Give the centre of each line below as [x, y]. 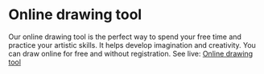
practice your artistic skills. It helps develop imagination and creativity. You [132, 45]
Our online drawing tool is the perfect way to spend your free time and [125, 37]
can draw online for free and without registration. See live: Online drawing [131, 53]
